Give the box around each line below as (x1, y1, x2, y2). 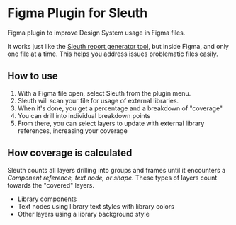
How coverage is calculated (7, 147, 133, 159)
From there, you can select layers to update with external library (17, 119, 205, 127)
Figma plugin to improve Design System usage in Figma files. (7, 28, 186, 37)
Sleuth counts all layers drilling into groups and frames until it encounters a (7, 166, 226, 174)
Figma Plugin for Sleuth (7, 5, 148, 21)
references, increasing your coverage (17, 126, 128, 135)
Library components (17, 195, 77, 203)
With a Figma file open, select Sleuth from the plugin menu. (17, 88, 191, 97)
